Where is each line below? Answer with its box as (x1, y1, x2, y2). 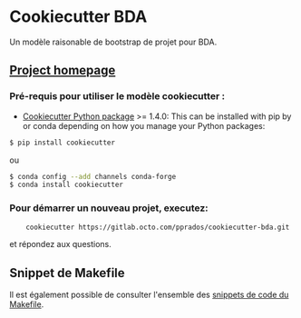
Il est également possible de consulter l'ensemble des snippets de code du (9, 289, 289, 301)
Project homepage (9, 63, 116, 78)
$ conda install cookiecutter (9, 180, 124, 190)
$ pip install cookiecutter (9, 138, 116, 147)
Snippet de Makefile (9, 265, 125, 281)
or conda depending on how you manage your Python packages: (22, 120, 266, 131)
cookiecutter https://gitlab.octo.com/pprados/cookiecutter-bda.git (25, 223, 290, 232)
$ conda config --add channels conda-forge (9, 172, 177, 181)
